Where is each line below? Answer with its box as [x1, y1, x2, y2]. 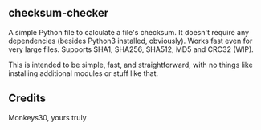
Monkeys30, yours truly [8, 112, 87, 122]
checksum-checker [8, 6, 109, 20]
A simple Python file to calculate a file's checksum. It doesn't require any [8, 27, 250, 37]
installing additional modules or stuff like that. [8, 68, 159, 78]
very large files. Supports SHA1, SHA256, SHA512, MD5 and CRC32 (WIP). [8, 44, 255, 54]
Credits [8, 92, 47, 105]
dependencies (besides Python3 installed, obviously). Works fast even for [8, 36, 253, 45]
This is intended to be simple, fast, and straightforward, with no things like [8, 60, 253, 69]
